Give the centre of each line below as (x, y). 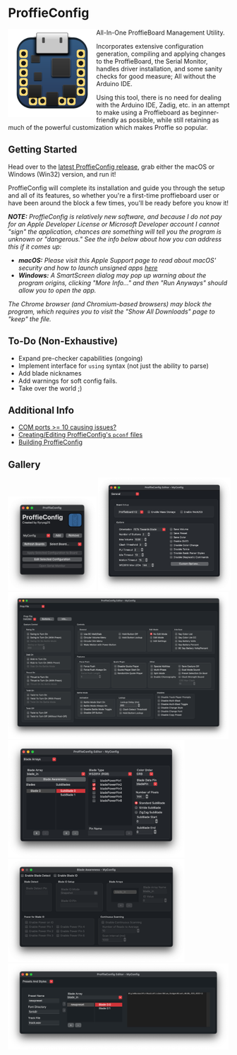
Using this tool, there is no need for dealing (159, 97)
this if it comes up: (35, 246)
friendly (108, 120)
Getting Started (43, 150)
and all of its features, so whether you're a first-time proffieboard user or (114, 195)
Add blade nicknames (50, 373)
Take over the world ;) (50, 388)
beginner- (205, 112)
